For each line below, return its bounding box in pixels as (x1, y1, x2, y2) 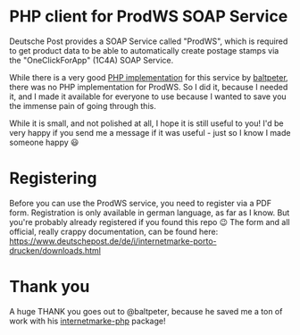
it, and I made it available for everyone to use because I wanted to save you (9, 91, 287, 102)
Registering (9, 168, 97, 188)
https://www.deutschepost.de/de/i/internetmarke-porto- (9, 235, 217, 247)
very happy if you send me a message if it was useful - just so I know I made (9, 127, 291, 138)
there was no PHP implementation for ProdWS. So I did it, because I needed (9, 81, 288, 92)
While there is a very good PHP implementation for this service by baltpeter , (9, 71, 288, 82)
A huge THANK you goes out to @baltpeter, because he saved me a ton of (9, 306, 283, 316)
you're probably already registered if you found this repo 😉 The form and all (9, 216, 290, 227)
